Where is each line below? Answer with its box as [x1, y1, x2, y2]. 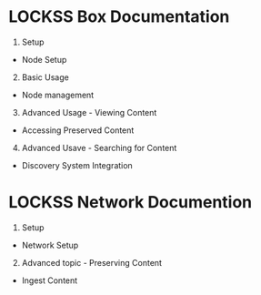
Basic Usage [21, 71, 69, 83]
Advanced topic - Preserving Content [21, 257, 163, 268]
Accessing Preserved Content [21, 125, 135, 136]
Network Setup [21, 239, 79, 250]
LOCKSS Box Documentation [8, 6, 230, 27]
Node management [21, 89, 95, 100]
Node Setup [21, 54, 67, 65]
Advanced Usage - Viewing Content [21, 107, 157, 117]
